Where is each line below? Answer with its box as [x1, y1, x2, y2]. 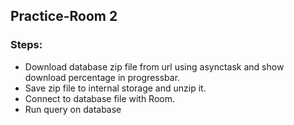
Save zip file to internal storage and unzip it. [24, 82, 207, 94]
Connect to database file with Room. [24, 92, 176, 104]
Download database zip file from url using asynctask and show [24, 60, 285, 73]
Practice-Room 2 [10, 8, 118, 25]
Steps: [10, 38, 43, 52]
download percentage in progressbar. [24, 71, 181, 83]
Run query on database [24, 103, 122, 115]
